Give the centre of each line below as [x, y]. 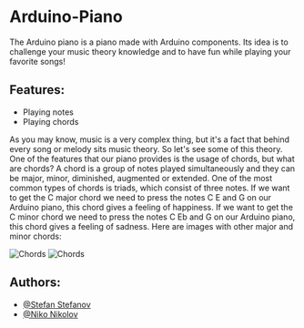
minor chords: [35, 236]
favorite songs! [38, 61]
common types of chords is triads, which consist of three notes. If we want [150, 188]
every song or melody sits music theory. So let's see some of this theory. [146, 149]
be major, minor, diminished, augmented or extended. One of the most [141, 178]
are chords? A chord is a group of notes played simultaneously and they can [152, 168]
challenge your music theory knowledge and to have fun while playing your [150, 51]
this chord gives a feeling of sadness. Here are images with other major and [152, 226]
